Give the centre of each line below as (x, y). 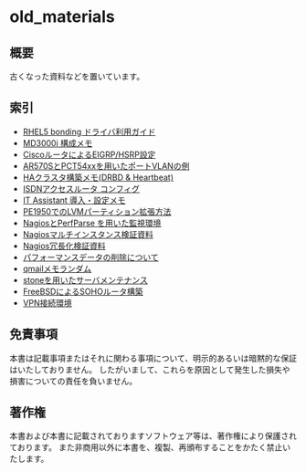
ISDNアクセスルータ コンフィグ (81, 188)
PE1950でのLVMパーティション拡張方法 (97, 211)
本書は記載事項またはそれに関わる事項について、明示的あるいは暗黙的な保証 (153, 358)
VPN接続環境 (47, 302)
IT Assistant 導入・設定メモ (74, 200)
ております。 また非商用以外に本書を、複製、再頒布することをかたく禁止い (150, 447)
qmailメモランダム (57, 268)
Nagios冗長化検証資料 (64, 246)
